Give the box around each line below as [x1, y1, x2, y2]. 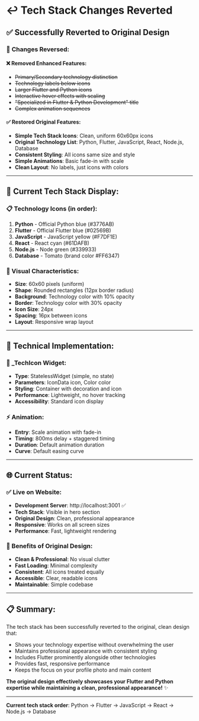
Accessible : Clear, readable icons [14, 574, 98, 581]
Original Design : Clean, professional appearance [14, 515, 135, 522]
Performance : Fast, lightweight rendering [14, 527, 117, 534]
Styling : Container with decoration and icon [14, 385, 122, 392]
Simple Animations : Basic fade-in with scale [14, 157, 124, 164]
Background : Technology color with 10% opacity [14, 292, 134, 300]
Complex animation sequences [14, 105, 91, 112]
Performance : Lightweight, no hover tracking [14, 391, 126, 398]
